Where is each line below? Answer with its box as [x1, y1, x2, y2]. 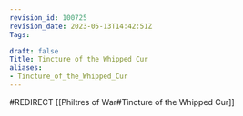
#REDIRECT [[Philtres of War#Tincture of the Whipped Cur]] [9, 96, 235, 107]
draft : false [9, 46, 59, 55]
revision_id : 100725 [9, 13, 88, 23]
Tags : [9, 30, 30, 39]
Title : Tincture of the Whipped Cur [9, 55, 148, 64]
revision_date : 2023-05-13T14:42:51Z [9, 22, 153, 31]
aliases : [9, 63, 43, 72]
